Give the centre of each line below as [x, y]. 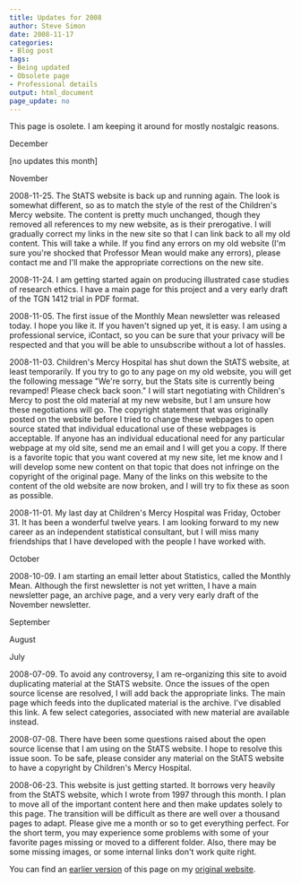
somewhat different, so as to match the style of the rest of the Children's [143, 205]
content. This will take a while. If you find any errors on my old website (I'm [148, 244]
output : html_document [52, 92]
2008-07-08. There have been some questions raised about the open [138, 740]
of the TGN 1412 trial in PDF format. [74, 299]
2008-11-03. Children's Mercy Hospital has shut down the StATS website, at [149, 362]
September [30, 622]
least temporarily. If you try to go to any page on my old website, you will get [150, 372]
